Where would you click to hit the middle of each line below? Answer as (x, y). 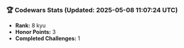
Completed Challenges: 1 (48, 38)
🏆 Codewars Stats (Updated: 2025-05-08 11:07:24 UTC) (92, 10)
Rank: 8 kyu (30, 26)
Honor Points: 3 (35, 32)
